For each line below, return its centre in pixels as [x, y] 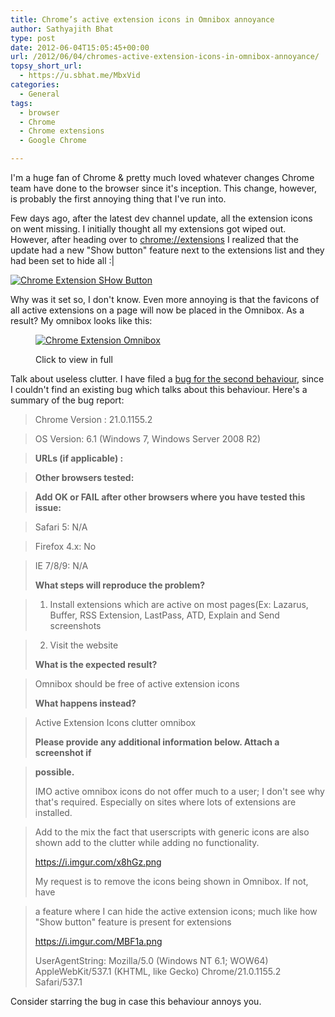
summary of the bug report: [67, 400]
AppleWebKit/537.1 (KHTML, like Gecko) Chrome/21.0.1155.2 [158, 971]
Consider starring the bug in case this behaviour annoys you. [136, 1001]
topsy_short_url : [46, 66]
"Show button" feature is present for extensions [133, 922]
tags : [21, 103]
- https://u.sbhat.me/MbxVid [80, 76]
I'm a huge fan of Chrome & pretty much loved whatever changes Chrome [162, 177]
